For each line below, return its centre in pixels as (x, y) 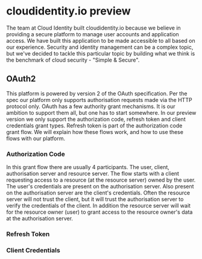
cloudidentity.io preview (68, 11)
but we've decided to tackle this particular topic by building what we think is (101, 53)
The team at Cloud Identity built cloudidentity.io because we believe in (93, 28)
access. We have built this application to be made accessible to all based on (101, 40)
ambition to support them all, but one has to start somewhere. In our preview (101, 112)
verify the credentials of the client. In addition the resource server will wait (99, 206)
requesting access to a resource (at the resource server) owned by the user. (101, 180)
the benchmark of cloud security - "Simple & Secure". (73, 60)
